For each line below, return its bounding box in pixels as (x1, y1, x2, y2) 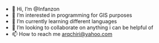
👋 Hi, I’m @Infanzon (11, 6, 60, 12)
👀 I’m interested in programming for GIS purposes (11, 12, 132, 19)
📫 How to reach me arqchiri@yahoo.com (11, 31, 113, 37)
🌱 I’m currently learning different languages (11, 18, 117, 24)
